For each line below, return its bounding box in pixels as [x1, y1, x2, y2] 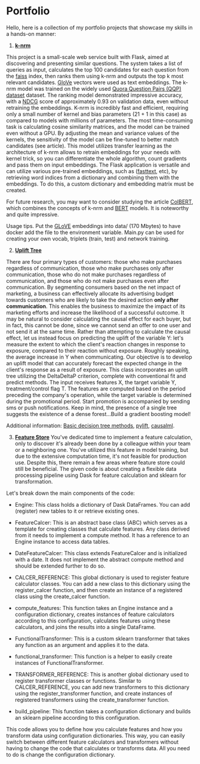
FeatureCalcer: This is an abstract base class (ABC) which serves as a [14, 519, 188, 526]
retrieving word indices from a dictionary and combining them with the [6, 174, 179, 181]
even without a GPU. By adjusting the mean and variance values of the [6, 130, 180, 137]
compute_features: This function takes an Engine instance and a [14, 604, 173, 611]
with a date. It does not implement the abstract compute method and [14, 556, 184, 563]
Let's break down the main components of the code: [6, 489, 136, 497]
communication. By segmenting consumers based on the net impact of [6, 284, 181, 291]
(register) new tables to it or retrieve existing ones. [14, 507, 139, 515]
